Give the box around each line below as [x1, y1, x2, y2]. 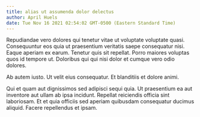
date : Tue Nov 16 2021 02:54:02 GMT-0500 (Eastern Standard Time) [6, 20, 176, 26]
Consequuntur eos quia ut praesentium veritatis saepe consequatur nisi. [6, 43, 185, 50]
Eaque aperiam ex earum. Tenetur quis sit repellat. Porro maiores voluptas [6, 49, 190, 56]
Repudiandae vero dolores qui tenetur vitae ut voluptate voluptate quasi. [6, 37, 185, 44]
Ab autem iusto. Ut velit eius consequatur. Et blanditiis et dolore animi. [6, 73, 179, 81]
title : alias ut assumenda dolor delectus [6, 8, 114, 15]
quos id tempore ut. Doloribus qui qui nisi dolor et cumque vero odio [6, 55, 175, 63]
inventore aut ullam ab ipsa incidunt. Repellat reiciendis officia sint [6, 91, 170, 99]
